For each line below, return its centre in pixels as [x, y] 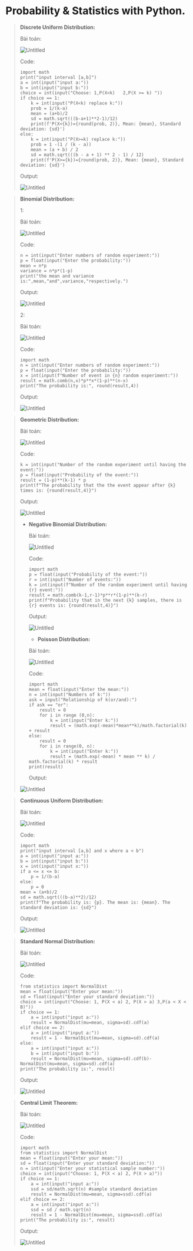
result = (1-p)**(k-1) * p [53, 480]
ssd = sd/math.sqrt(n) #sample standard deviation [94, 1189]
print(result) [46, 767]
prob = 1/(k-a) [49, 108]
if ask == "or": [49, 705]
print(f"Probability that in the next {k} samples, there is [105, 600]
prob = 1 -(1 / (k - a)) [61, 144]
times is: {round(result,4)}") [58, 490]
